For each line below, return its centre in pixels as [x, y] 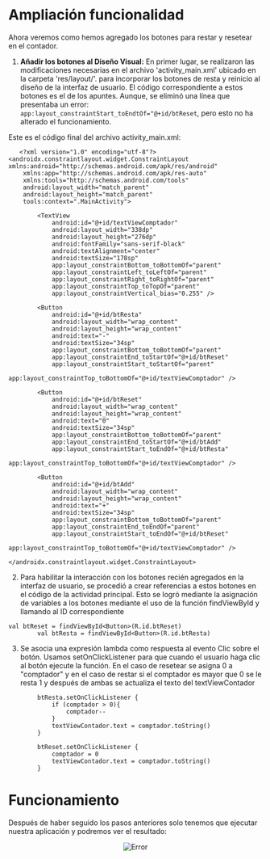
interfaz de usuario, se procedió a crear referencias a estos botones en [138, 585]
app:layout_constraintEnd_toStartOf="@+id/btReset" [140, 357]
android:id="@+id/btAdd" [93, 484]
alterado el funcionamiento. [65, 121]
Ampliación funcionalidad [96, 15]
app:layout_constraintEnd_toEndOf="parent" [125, 527]
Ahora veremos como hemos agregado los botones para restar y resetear [130, 37]
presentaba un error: [54, 104]
